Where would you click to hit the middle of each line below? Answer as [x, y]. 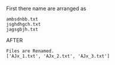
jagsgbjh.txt [22, 29]
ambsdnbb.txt [22, 19]
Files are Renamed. [30, 51]
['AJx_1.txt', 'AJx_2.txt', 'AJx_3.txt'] [58, 56]
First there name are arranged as [46, 8]
